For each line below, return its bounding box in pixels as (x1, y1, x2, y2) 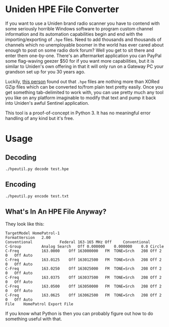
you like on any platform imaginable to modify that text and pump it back (5, 95, 156, 101)
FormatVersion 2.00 (5, 235, 51, 240)
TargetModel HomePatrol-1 (5, 230, 60, 236)
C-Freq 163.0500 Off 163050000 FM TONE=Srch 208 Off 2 (5, 283, 162, 289)
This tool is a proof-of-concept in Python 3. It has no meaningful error (5, 110, 151, 116)
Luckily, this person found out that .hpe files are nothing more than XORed (5, 78, 159, 85)
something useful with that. (5, 315, 62, 322)
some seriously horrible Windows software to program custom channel (5, 25, 153, 31)
